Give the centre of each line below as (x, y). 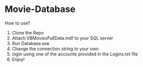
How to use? (17, 23)
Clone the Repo (28, 32)
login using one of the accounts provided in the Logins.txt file (75, 54)
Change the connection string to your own (55, 48)
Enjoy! (18, 59)
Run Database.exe (31, 43)
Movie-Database (40, 9)
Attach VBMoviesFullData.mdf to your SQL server (63, 38)
